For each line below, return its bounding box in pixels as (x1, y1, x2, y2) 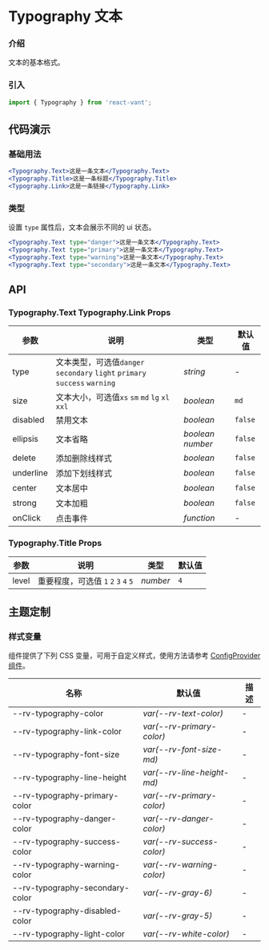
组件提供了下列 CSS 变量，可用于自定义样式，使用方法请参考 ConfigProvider (8, 651, 261, 661)
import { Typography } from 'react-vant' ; (8, 98, 152, 107)
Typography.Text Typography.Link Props (8, 307, 171, 318)
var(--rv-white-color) (143, 928, 230, 940)
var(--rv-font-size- (143, 744, 223, 755)
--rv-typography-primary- (12, 790, 119, 802)
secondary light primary (55, 369, 147, 378)
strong (12, 498, 38, 509)
